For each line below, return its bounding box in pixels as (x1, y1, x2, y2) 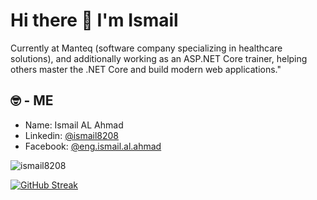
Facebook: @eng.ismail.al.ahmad (24, 140, 162, 152)
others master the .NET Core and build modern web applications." (10, 63, 282, 75)
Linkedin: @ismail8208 (24, 129, 120, 141)
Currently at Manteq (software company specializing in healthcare (10, 42, 283, 54)
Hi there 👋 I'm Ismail (10, 9, 179, 32)
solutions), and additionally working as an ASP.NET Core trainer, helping (10, 52, 308, 64)
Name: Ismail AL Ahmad (24, 119, 124, 131)
